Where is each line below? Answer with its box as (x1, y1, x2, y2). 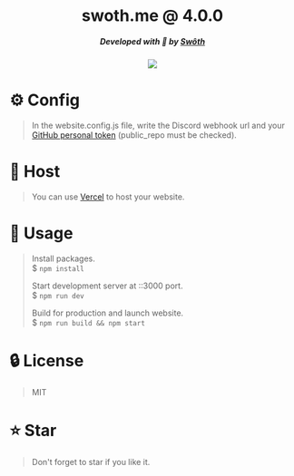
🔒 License (9, 351, 84, 372)
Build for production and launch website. (31, 307, 184, 318)
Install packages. (31, 253, 95, 264)
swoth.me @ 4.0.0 (81, 5, 224, 26)
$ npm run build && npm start (31, 316, 145, 327)
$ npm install (31, 262, 84, 273)
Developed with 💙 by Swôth (99, 35, 206, 46)
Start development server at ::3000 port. (31, 280, 183, 291)
